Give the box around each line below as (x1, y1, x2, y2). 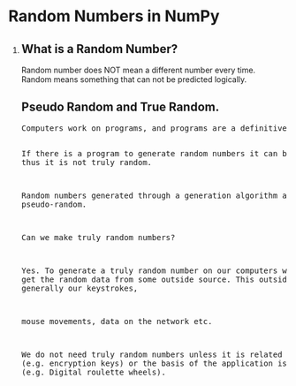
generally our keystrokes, (20, 283, 139, 293)
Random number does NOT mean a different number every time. (20, 64, 256, 75)
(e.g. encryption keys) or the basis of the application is (20, 358, 288, 368)
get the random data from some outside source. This (20, 274, 255, 284)
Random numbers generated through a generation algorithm (20, 190, 278, 201)
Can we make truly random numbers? (20, 232, 176, 242)
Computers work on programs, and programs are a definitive (20, 123, 288, 133)
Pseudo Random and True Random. (20, 100, 220, 115)
